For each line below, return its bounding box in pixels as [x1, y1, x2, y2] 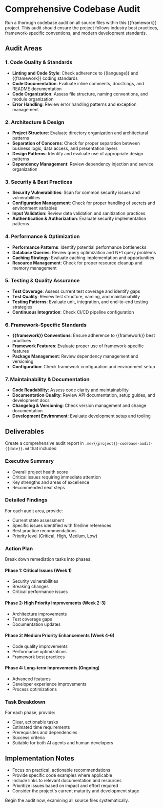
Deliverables [5, 427, 44, 435]
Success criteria [12, 735, 45, 740]
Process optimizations [12, 686, 57, 692]
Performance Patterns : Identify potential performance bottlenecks [12, 244, 147, 250]
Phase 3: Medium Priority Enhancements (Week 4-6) [5, 633, 115, 639]
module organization [12, 96, 54, 102]
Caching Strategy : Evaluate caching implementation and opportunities [12, 255, 155, 261]
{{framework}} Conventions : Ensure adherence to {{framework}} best [12, 333, 155, 338]
